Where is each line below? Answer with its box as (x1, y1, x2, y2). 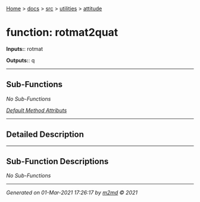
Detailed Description (6, 130, 85, 140)
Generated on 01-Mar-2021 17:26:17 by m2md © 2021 (6, 189, 138, 196)
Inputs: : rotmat (6, 45, 43, 52)
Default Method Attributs (6, 107, 67, 114)
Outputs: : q (6, 56, 35, 64)
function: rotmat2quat (6, 26, 118, 39)
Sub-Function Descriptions (6, 156, 109, 166)
